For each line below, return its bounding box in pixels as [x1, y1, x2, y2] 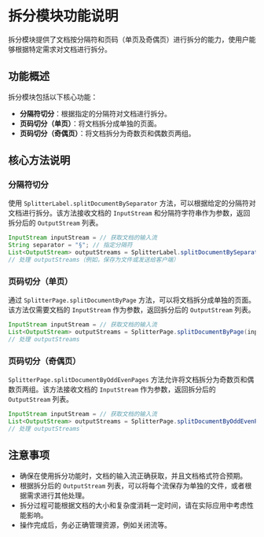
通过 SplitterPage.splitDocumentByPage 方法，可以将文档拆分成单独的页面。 [8, 296, 255, 305]
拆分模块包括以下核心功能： [8, 92, 98, 101]
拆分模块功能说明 [8, 7, 119, 25]
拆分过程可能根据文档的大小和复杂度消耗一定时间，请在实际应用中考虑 [19, 500, 247, 509]
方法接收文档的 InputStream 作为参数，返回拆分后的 [49, 384, 216, 394]
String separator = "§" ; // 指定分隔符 [8, 241, 133, 249]
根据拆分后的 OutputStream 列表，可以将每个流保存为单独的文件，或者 [19, 480, 245, 490]
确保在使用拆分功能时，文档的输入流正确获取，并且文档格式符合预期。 [19, 471, 247, 480]
